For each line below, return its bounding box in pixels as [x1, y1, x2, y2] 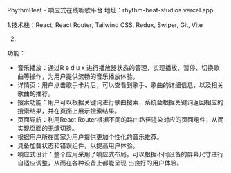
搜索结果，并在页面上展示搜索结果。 [17, 107, 121, 115]
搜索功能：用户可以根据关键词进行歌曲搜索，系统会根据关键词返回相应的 [17, 98, 223, 106]
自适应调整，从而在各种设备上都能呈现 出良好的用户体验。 [17, 158, 183, 167]
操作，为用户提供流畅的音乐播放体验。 [29, 72, 139, 80]
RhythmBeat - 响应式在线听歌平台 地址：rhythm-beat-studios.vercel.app [7, 6, 214, 14]
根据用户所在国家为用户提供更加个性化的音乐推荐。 [17, 133, 163, 140]
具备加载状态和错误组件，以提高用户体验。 [17, 141, 139, 149]
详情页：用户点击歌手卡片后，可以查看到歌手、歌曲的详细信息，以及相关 [17, 81, 223, 89]
